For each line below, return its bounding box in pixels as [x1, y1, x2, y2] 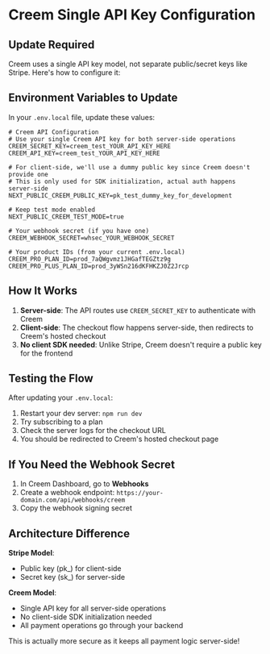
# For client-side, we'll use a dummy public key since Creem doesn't [8, 163, 251, 171]
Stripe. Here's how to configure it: [8, 68, 121, 77]
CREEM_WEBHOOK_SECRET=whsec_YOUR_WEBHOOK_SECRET [8, 234, 175, 242]
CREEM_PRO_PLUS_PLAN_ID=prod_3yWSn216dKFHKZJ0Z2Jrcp [8, 262, 189, 270]
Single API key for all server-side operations [19, 603, 167, 614]
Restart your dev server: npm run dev [19, 409, 143, 419]
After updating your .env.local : [8, 393, 114, 402]
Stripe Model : [8, 548, 55, 558]
